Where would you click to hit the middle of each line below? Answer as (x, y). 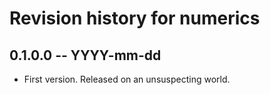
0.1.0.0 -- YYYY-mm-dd (85, 55)
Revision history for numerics (135, 18)
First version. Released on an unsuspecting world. (127, 79)
